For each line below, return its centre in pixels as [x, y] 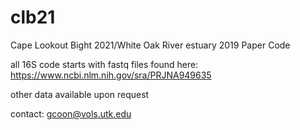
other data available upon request [80, 94]
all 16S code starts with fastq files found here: [104, 64]
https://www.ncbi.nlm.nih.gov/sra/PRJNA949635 [111, 75]
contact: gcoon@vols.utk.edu [71, 113]
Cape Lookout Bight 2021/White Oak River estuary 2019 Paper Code [150, 45]
